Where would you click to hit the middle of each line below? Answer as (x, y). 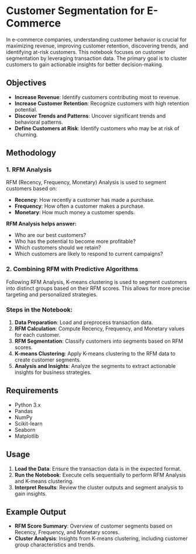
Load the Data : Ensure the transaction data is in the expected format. (98, 468)
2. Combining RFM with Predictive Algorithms (72, 269)
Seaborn (25, 430)
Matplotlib (27, 436)
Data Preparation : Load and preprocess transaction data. (84, 322)
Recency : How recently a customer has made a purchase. (85, 200)
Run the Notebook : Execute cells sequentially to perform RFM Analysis (100, 475)
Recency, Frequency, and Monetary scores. (67, 532)
